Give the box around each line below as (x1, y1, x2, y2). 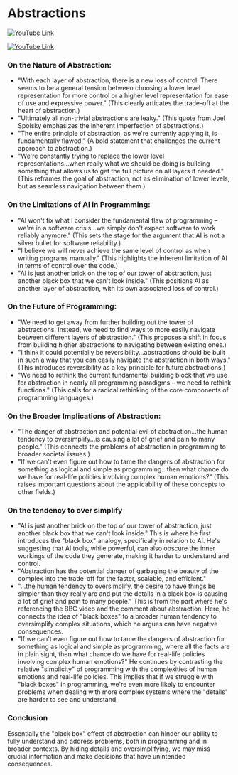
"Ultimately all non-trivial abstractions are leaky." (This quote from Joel (17, 114, 226, 122)
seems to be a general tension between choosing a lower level (17, 84, 201, 92)
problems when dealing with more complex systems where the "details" (17, 688, 229, 696)
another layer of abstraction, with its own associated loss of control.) (17, 284, 219, 292)
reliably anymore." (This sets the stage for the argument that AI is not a (17, 231, 225, 240)
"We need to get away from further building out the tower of (17, 318, 194, 326)
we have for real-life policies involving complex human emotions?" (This (17, 473, 229, 481)
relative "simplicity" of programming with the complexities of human (17, 665, 217, 673)
